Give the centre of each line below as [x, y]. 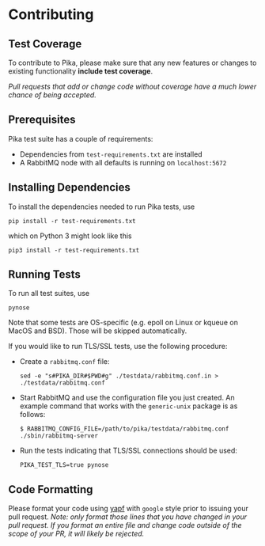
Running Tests [44, 275]
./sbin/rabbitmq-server [59, 436]
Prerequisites [42, 120]
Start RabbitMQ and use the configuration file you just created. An [127, 398]
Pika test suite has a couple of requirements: [81, 138]
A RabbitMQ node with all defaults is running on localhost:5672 [123, 162]
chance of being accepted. [52, 95]
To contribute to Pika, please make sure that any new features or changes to [132, 63]
